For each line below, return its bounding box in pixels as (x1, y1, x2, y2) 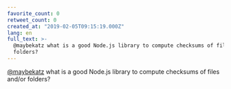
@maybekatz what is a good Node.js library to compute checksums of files (7, 67, 220, 76)
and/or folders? (7, 75, 51, 83)
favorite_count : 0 (7, 10, 60, 17)
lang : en (7, 29, 32, 37)
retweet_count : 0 (7, 17, 57, 23)
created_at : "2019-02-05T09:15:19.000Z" (7, 23, 125, 30)
